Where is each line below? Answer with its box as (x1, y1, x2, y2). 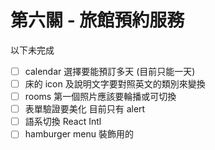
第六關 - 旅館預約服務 (10, 9, 185, 32)
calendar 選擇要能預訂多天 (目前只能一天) (24, 65, 196, 77)
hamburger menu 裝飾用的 (24, 128, 134, 140)
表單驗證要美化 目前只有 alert (24, 103, 146, 115)
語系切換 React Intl (24, 116, 102, 128)
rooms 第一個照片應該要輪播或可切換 (24, 91, 177, 103)
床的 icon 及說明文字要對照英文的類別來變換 (24, 78, 206, 90)
